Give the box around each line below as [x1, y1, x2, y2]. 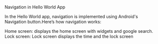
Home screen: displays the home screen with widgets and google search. [4, 28, 153, 34]
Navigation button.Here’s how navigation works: [4, 19, 102, 24]
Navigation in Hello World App [4, 4, 66, 10]
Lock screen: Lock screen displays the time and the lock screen [4, 34, 133, 39]
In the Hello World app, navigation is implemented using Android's [4, 14, 138, 19]
